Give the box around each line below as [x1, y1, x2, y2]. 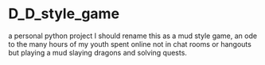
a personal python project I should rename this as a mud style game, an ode [8, 31, 257, 40]
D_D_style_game [8, 5, 120, 23]
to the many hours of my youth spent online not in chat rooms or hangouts [8, 39, 252, 48]
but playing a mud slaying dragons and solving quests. [8, 48, 187, 57]
